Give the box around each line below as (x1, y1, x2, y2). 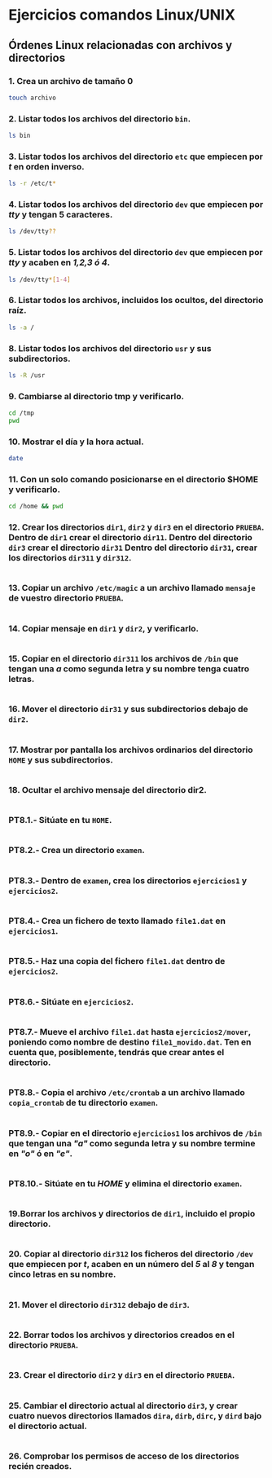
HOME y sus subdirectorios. (8, 754, 114, 765)
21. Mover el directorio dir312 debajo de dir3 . (8, 1299, 190, 1310)
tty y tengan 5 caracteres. (8, 209, 113, 221)
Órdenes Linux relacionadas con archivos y (8, 38, 233, 52)
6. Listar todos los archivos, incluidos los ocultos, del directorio (8, 295, 264, 306)
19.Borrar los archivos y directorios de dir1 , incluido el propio (8, 1208, 256, 1220)
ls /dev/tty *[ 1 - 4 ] (8, 275, 71, 284)
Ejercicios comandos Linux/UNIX (8, 6, 236, 24)
